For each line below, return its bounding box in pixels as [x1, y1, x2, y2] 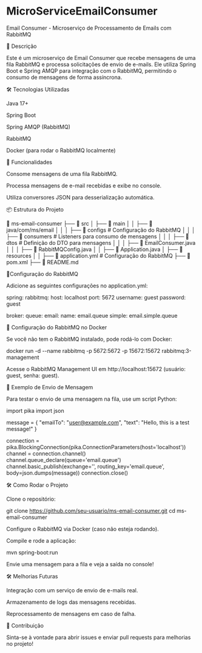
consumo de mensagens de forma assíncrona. [6, 73, 123, 81]
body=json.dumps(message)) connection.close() [6, 469, 129, 477]
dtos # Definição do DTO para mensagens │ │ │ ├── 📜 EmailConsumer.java [6, 239, 196, 246]
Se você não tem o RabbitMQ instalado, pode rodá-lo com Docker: [6, 335, 173, 343]
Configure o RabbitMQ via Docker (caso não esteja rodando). [6, 525, 159, 532]
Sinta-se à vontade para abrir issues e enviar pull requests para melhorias [6, 634, 191, 641]
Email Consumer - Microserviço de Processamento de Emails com [6, 24, 172, 32]
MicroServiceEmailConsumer [6, 4, 158, 18]
